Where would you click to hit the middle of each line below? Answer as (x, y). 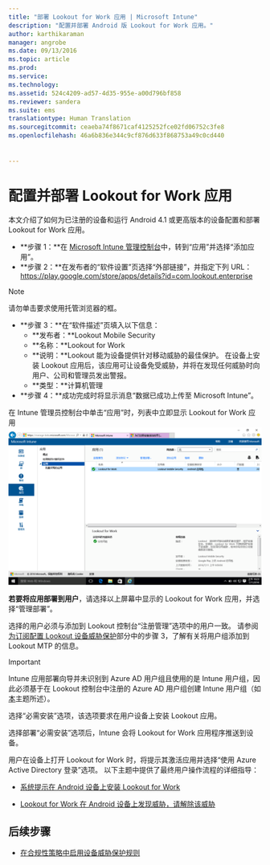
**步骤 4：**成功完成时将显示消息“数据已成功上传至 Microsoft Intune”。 (139, 395)
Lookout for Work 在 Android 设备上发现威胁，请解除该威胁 (117, 804)
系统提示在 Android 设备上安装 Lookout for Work (100, 787)
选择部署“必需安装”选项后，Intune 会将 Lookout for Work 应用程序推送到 (127, 733)
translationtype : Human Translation (70, 119)
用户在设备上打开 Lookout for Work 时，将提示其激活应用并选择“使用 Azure (133, 760)
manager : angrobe (37, 43)
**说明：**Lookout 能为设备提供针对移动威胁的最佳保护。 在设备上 (142, 355)
